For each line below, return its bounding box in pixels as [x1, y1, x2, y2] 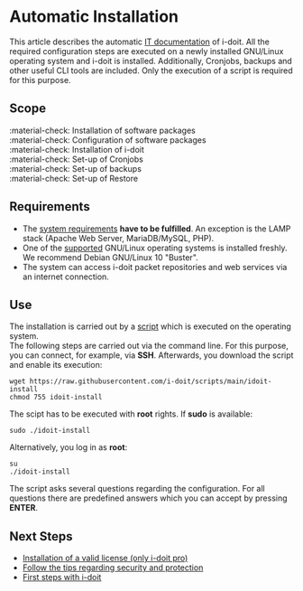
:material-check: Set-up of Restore [9, 173, 138, 183]
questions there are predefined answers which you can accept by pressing [9, 492, 288, 503]
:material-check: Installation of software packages [9, 125, 196, 136]
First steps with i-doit [22, 572, 102, 583]
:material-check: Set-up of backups [9, 163, 142, 174]
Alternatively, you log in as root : [9, 442, 128, 453]
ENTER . [9, 502, 39, 513]
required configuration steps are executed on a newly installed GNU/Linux [9, 45, 284, 56]
